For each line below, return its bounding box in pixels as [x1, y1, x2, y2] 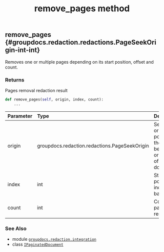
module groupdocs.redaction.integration [12, 236, 97, 242]
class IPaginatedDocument [12, 241, 63, 247]
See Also [5, 225, 27, 232]
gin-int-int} [5, 46, 41, 54]
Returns [5, 76, 24, 83]
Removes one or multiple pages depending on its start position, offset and [5, 59, 154, 65]
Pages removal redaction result [5, 87, 68, 93]
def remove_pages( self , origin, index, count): [5, 97, 104, 102]
